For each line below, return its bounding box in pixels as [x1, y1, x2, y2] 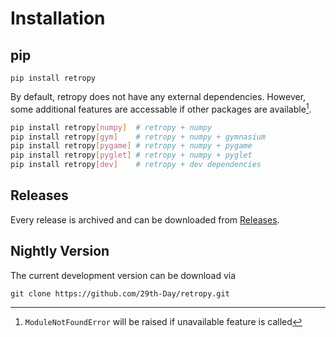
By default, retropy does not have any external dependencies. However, [10, 91, 307, 102]
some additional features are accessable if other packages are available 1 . [10, 102, 312, 115]
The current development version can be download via [10, 269, 237, 281]
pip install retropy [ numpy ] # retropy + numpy [10, 122, 213, 132]
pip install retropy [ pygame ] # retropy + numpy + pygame [10, 141, 253, 151]
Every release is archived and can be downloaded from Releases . [10, 213, 280, 226]
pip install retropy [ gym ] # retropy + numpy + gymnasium [10, 132, 267, 142]
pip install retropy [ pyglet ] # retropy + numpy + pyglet [10, 150, 253, 161]
